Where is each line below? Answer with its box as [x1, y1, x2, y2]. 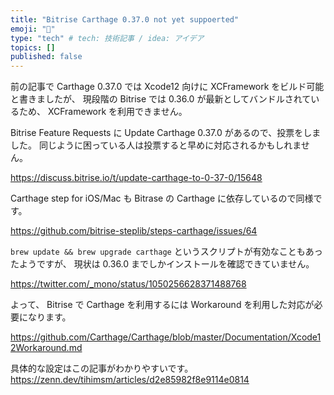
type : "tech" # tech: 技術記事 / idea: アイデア [10, 33, 205, 43]
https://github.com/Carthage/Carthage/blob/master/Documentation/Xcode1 [10, 331, 322, 343]
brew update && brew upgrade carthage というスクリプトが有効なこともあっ [10, 246, 323, 258]
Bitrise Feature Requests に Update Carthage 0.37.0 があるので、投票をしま [10, 127, 322, 139]
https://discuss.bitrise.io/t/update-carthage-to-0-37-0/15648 [10, 172, 263, 184]
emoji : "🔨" [10, 24, 56, 34]
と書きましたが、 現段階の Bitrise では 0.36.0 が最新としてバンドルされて [10, 93, 312, 105]
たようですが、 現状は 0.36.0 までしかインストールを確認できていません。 [10, 258, 315, 270]
